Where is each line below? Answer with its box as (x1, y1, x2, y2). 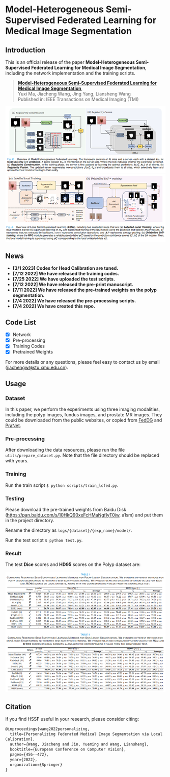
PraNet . (5, 422, 21, 429)
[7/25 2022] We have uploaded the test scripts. (12, 276, 116, 282)
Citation (5, 702, 32, 711)
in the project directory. (5, 517, 54, 523)
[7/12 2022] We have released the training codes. (12, 271, 120, 277)
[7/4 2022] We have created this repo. (12, 303, 96, 310)
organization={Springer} (10, 762, 63, 767)
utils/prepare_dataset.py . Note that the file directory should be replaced (5, 452, 159, 458)
